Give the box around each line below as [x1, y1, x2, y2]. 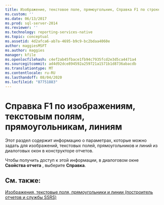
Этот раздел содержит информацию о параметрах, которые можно [5, 137, 147, 143]
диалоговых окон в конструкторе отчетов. [5, 148, 94, 153]
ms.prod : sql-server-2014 [5, 20, 58, 26]
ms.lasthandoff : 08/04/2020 [5, 75, 62, 80]
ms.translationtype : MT [5, 66, 54, 71]
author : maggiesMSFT [5, 43, 47, 48]
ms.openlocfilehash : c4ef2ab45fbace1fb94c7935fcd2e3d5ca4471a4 [5, 57, 137, 62]
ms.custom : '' [5, 12, 34, 17]
